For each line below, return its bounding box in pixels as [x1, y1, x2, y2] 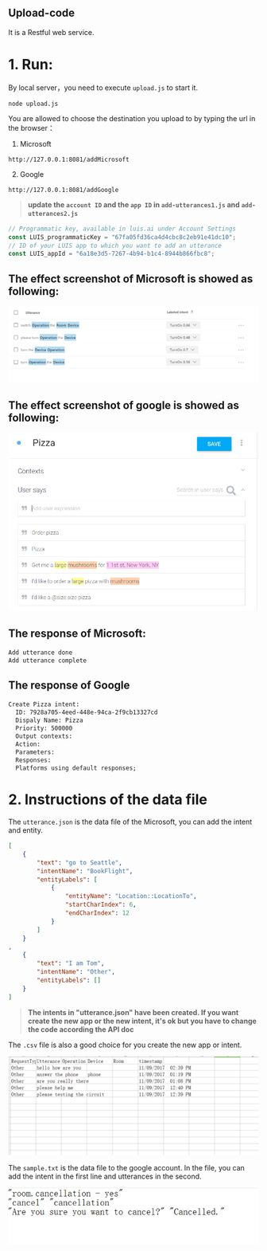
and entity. [8, 826, 44, 835]
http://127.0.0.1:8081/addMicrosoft [8, 155, 130, 163]
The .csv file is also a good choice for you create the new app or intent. [8, 1040, 242, 1049]
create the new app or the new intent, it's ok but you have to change [27, 1016, 257, 1026]
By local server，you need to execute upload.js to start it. [8, 83, 199, 92]
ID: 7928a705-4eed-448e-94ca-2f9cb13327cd [15, 708, 158, 716]
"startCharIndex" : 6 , [64, 900, 137, 909]
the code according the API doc [27, 1024, 134, 1034]
